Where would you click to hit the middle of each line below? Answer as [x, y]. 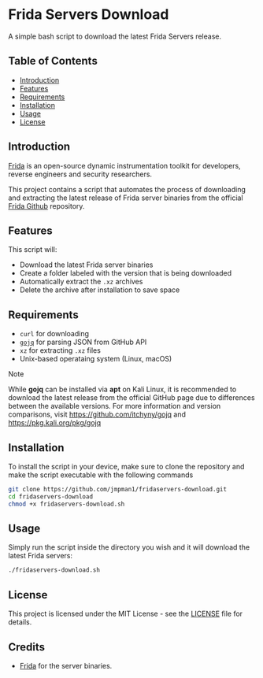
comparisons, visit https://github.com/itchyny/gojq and [97, 414]
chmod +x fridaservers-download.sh [67, 504]
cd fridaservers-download [50, 496]
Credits [27, 647]
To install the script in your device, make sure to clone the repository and [126, 467]
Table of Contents [53, 61]
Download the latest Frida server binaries [86, 265]
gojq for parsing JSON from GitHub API [83, 342]
